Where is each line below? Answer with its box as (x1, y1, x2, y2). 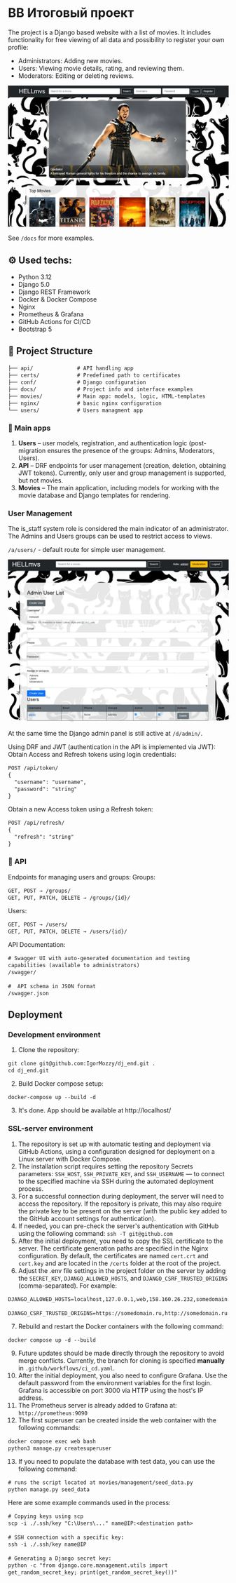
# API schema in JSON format (8, 983, 97, 990)
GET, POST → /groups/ (8, 887, 71, 894)
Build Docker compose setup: (18, 1079, 104, 1088)
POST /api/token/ (8, 764, 59, 772)
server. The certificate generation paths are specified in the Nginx (18, 1244, 209, 1253)
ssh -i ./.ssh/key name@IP (8, 1541, 87, 1548)
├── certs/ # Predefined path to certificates (8, 372, 181, 379)
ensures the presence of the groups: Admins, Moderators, (47, 447, 215, 455)
